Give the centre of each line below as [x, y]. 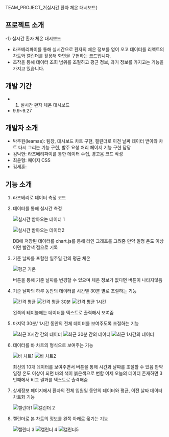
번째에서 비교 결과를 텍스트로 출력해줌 [50, 380]
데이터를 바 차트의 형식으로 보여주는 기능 [53, 345]
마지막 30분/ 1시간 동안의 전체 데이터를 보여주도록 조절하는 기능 [76, 324]
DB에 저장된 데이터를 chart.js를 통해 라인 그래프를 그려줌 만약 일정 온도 [83, 241]
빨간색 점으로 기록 [40, 247]
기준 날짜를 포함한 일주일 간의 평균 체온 [52, 258]
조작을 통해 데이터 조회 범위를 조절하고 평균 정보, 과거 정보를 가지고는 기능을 [88, 62]
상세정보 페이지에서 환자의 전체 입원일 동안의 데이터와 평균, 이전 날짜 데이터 [88, 390]
